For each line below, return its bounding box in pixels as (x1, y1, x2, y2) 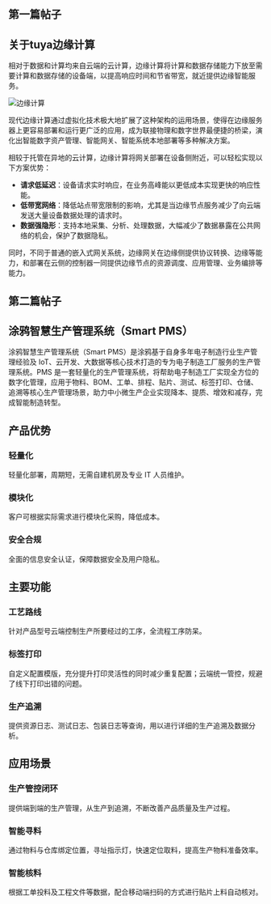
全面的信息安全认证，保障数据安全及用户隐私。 (8, 554, 164, 564)
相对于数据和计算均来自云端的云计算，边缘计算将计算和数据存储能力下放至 (8, 61, 256, 70)
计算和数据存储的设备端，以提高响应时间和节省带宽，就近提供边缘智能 (15, 71, 248, 81)
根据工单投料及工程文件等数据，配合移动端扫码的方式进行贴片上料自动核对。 (8, 887, 263, 897)
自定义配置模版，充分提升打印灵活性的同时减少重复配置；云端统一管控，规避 (8, 668, 263, 678)
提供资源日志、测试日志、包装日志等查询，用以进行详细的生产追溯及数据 (8, 720, 248, 730)
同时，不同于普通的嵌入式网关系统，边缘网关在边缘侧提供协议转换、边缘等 (8, 248, 256, 257)
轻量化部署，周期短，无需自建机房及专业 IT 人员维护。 (8, 470, 189, 480)
